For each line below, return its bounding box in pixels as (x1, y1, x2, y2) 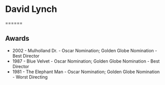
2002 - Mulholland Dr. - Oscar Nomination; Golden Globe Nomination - (12, 47, 158, 53)
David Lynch (5, 3, 57, 15)
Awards (5, 34, 30, 43)
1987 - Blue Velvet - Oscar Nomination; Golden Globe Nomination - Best (12, 58, 160, 64)
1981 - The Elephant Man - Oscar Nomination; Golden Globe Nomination (12, 69, 160, 75)
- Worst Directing (12, 74, 48, 80)
